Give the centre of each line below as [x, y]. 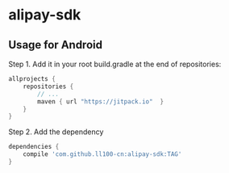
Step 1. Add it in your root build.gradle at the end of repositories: [115, 64]
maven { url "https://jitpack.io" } [100, 101]
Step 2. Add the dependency [56, 132]
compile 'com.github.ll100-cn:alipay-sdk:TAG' [102, 154]
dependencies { [34, 147]
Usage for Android [56, 45]
